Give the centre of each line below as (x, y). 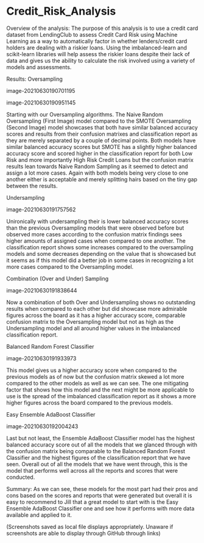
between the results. (32, 186)
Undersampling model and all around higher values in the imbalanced (93, 328)
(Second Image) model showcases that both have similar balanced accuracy (102, 127)
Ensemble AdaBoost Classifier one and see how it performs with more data (100, 508)
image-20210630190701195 (41, 90)
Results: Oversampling (34, 79)
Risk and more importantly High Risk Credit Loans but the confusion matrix (100, 159)
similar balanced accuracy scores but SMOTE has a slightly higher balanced (102, 147)
